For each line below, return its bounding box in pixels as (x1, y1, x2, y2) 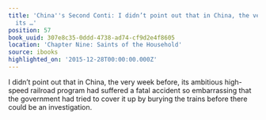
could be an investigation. (8, 102, 93, 111)
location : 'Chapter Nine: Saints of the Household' (8, 41, 182, 49)
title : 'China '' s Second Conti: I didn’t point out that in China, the (8, 11, 249, 20)
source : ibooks (8, 48, 59, 56)
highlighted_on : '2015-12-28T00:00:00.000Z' (8, 56, 158, 64)
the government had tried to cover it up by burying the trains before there (8, 94, 248, 103)
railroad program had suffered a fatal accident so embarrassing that (30, 85, 252, 95)
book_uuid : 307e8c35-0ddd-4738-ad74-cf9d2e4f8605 (8, 33, 176, 42)
